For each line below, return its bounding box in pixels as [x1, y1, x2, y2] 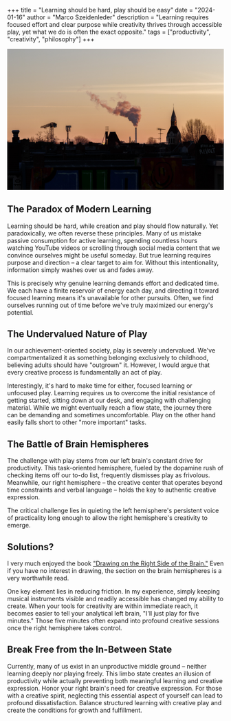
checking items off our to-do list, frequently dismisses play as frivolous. [7, 471, 210, 479]
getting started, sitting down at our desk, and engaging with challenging [7, 396, 211, 405]
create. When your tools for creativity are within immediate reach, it [7, 602, 198, 610]
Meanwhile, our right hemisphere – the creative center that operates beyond [7, 479, 223, 487]
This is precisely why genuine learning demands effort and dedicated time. [7, 279, 219, 287]
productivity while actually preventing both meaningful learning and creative [7, 676, 223, 685]
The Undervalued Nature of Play [7, 328, 148, 339]
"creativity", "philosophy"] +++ [7, 35, 95, 43]
